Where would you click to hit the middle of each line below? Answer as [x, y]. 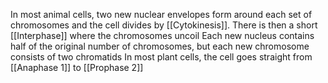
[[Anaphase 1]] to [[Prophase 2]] [77, 67]
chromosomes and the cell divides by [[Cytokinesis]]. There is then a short [164, 25]
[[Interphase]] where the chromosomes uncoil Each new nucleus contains [162, 35]
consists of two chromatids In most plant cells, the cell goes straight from [161, 57]
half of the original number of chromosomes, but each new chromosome [160, 46]
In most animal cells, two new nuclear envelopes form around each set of [161, 14]
